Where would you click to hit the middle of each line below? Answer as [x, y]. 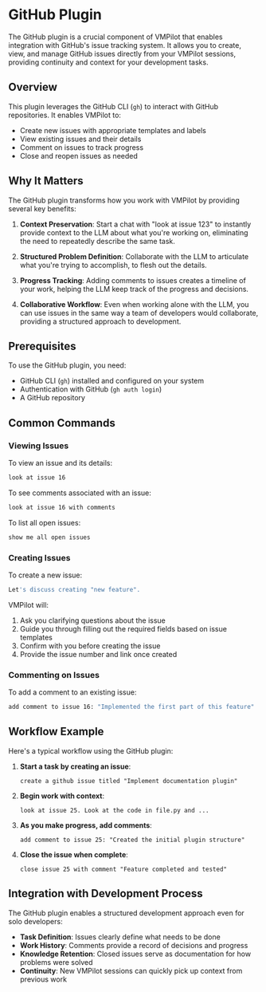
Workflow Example [56, 732]
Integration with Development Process [106, 894]
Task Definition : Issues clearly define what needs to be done [120, 937]
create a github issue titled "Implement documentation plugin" [129, 781]
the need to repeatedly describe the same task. [97, 241]
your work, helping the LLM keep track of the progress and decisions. [134, 289]
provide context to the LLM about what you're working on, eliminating [134, 232]
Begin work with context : [62, 796]
